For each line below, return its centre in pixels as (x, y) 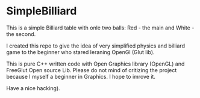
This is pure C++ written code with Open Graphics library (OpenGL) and (95, 64)
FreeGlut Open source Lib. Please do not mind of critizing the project (92, 70)
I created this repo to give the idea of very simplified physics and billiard (96, 46)
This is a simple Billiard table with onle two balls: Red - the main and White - (100, 28)
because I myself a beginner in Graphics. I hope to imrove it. (81, 76)
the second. (21, 34)
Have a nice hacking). (33, 88)
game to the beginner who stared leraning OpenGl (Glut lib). (80, 52)
